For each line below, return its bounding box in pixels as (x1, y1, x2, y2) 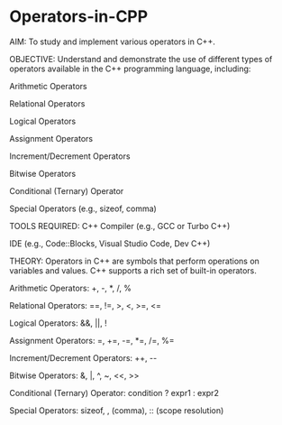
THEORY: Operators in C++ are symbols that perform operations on (9, 255, 259, 266)
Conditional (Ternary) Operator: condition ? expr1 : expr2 (9, 387, 219, 398)
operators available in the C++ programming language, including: (9, 63, 251, 74)
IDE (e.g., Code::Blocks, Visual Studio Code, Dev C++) (9, 237, 211, 249)
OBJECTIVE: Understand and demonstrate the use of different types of (9, 53, 273, 64)
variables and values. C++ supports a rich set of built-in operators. (9, 264, 257, 276)
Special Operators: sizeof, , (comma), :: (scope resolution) (9, 404, 224, 416)
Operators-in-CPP (9, 6, 149, 27)
